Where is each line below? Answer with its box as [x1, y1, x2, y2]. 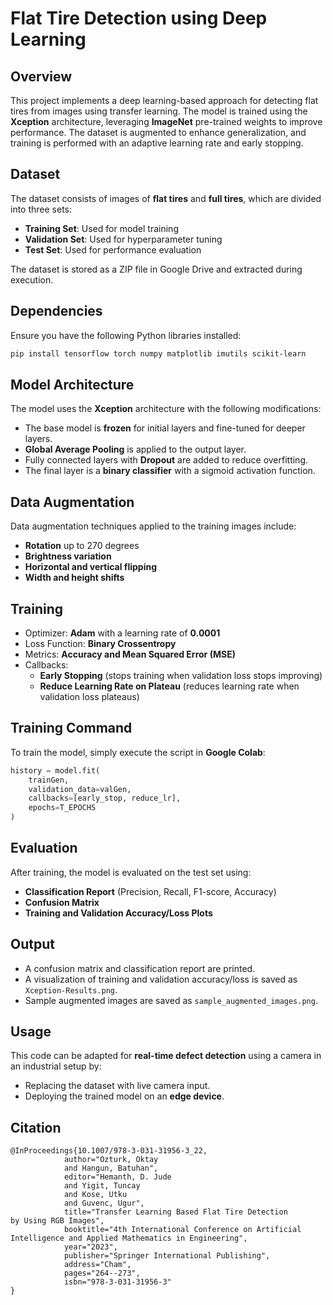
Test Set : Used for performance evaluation [24, 243, 202, 256]
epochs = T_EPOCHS [28, 803, 97, 813]
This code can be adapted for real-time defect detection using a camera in [10, 1050, 322, 1062]
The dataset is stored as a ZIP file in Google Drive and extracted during [10, 263, 303, 275]
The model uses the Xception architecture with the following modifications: [10, 403, 322, 415]
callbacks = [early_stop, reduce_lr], [28, 793, 182, 804]
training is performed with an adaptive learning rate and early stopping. [10, 137, 304, 149]
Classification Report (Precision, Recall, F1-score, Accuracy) [24, 885, 277, 897]
